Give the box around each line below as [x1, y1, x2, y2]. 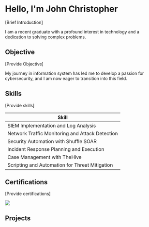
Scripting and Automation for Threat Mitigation [7, 162, 113, 168]
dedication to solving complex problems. [5, 34, 86, 40]
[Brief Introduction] [5, 19, 43, 25]
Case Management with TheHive [7, 154, 82, 161]
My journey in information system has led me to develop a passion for [5, 70, 144, 76]
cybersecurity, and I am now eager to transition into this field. [5, 75, 127, 81]
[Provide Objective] [5, 61, 44, 66]
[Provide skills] [5, 102, 35, 108]
